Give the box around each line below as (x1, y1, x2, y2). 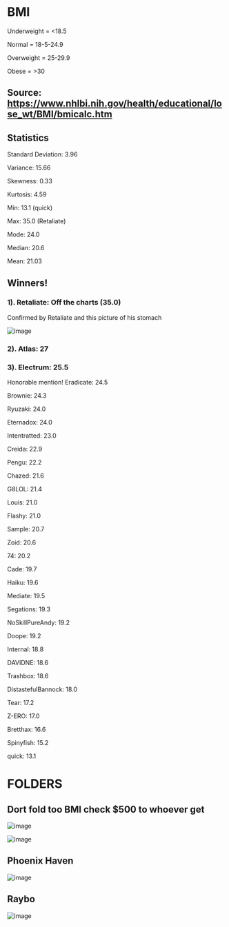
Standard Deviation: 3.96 (7, 150, 78, 159)
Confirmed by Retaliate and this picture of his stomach (7, 313, 162, 321)
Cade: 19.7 (7, 565, 37, 573)
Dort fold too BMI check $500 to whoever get (7, 804, 205, 815)
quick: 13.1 (7, 752, 37, 760)
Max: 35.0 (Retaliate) (7, 217, 66, 225)
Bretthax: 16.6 (7, 725, 46, 734)
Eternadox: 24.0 (7, 418, 53, 427)
